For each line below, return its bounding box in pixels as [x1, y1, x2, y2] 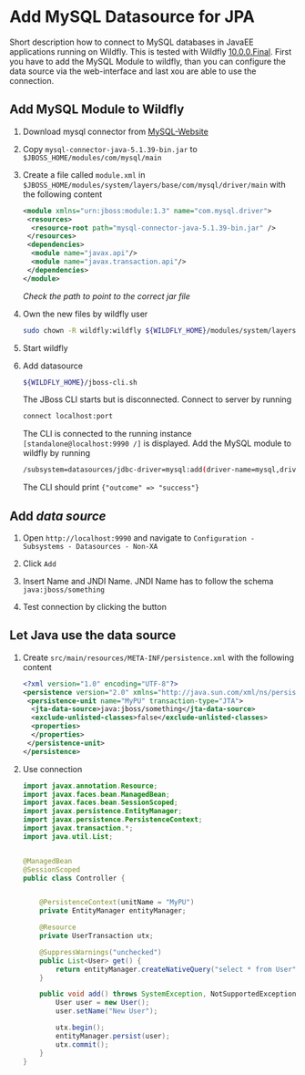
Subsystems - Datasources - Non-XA [22, 542, 158, 551]
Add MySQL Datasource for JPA [9, 6, 255, 27]
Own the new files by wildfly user [22, 308, 148, 319]
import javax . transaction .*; [22, 823, 134, 832]
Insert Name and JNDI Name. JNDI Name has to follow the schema [22, 575, 274, 586]
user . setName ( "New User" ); [56, 1007, 158, 1016]
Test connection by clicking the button [22, 601, 167, 612]
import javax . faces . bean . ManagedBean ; [22, 790, 170, 799]
